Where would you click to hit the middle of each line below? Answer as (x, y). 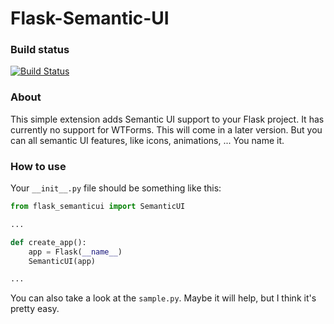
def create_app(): (48, 242)
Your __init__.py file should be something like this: (116, 188)
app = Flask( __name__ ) (75, 252)
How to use (38, 166)
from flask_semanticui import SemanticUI (98, 207)
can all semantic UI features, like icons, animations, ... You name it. (147, 140)
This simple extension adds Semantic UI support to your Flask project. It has (167, 119)
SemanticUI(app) (62, 261)
